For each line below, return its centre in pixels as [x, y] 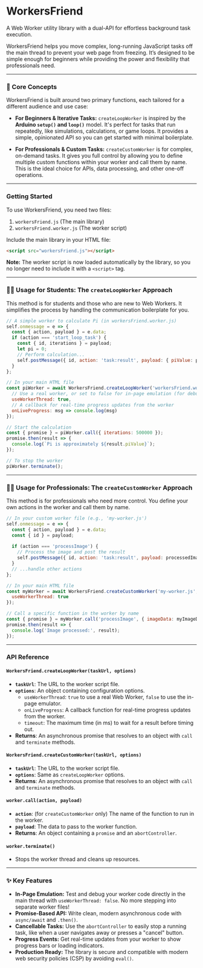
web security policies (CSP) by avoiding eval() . [74, 958]
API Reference [28, 657]
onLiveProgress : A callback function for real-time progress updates [108, 710]
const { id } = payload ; [43, 535]
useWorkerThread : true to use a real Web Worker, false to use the [105, 697]
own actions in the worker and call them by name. [68, 507]
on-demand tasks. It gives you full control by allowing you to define [99, 156]
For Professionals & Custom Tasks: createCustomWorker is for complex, [104, 149]
